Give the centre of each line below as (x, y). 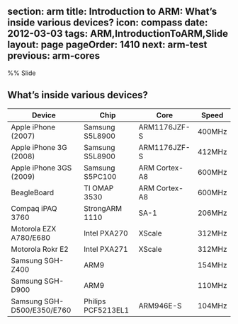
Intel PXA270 (106, 233)
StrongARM (103, 208)
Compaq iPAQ (34, 208)
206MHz (212, 213)
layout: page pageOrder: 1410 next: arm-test (107, 45)
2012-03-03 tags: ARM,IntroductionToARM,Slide (118, 34)
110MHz (212, 285)
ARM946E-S (160, 306)
